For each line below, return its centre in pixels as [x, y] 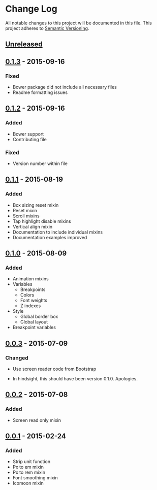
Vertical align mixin [33, 226]
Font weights [34, 301]
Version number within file [40, 164]
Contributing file [29, 139]
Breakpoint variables [34, 328]
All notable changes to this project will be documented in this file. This [79, 23]
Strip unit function [32, 462]
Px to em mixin [28, 467]
